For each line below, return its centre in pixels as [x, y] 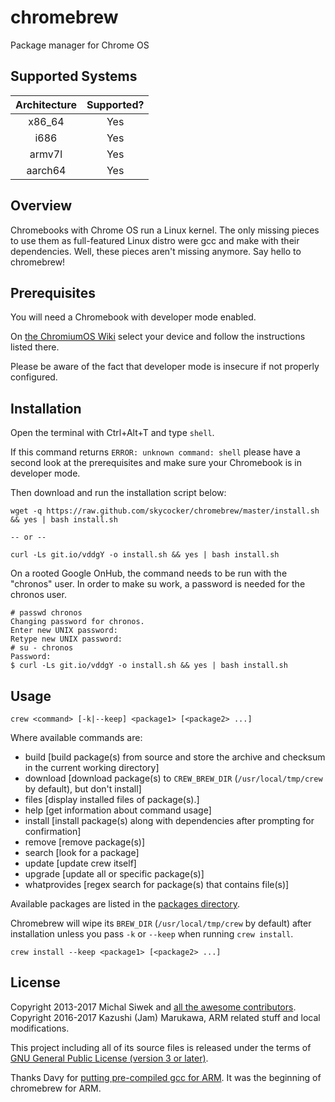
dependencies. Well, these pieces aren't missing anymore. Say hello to [156, 251]
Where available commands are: [76, 737]
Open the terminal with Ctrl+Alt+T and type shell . [112, 433]
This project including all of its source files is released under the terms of [161, 1047]
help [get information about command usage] [118, 810]
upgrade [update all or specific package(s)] [114, 874]
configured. [34, 377]
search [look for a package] [82, 852]
